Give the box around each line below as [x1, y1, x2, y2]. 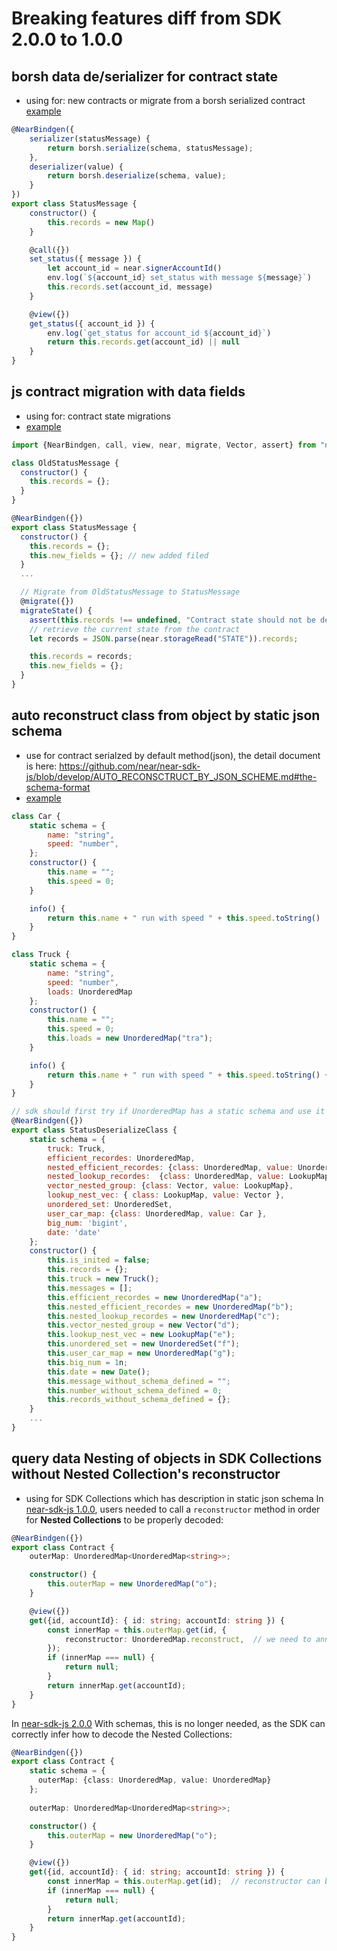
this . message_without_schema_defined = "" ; [47, 1376, 231, 1386]
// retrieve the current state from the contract [29, 624, 241, 634]
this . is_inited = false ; [47, 1255, 151, 1266]
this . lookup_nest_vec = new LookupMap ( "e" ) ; [47, 1330, 236, 1340]
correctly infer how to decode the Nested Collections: [11, 1728, 233, 1740]
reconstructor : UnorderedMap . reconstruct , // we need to [64, 1634, 312, 1644]
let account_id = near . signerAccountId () [47, 263, 223, 274]
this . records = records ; [29, 652, 133, 662]
